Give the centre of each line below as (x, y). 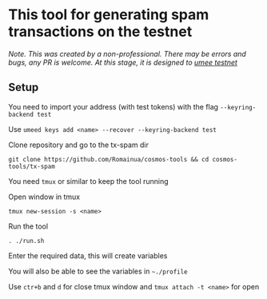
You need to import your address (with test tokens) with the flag (113, 106)
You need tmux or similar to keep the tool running (89, 181)
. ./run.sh (26, 241)
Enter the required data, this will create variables (88, 255)
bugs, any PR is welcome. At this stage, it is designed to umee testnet (123, 62)
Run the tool (28, 226)
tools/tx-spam (32, 166)
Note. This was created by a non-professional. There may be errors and (127, 54)
